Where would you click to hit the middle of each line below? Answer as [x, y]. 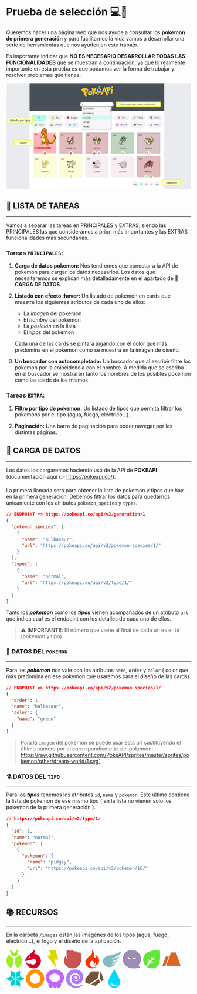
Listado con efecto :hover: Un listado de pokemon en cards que [93, 296]
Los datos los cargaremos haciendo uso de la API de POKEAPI [81, 470]
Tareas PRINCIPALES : [35, 253]
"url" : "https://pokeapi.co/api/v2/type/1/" [77, 583]
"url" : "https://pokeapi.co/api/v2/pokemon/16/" [88, 869]
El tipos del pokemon [49, 332]
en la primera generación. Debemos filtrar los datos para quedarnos [88, 497]
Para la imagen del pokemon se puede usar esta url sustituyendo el [101, 742]
